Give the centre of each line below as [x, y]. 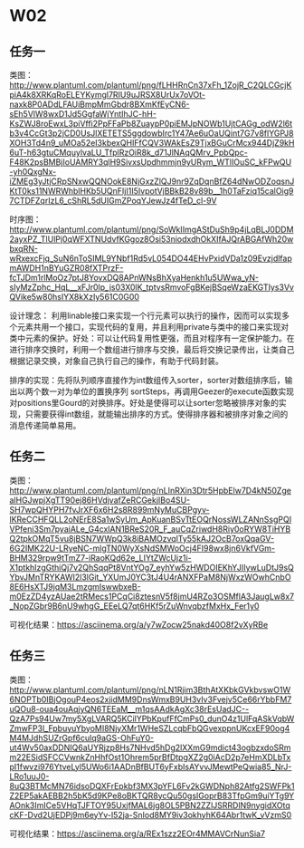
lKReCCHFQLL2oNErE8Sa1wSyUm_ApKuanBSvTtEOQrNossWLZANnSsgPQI [151, 519]
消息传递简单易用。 [45, 425]
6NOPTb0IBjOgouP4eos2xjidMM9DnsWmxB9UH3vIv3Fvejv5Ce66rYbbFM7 [151, 699]
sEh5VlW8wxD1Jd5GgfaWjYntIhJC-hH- [83, 114]
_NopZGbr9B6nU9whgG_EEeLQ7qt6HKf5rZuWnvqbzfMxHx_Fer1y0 [134, 606]
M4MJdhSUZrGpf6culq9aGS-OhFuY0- [82, 737]
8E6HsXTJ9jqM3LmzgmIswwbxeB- [76, 586]
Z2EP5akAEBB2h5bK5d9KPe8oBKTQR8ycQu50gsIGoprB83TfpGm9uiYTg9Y [152, 795]
